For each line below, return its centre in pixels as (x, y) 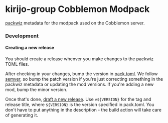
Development (22, 36)
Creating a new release (30, 48)
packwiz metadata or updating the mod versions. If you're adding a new (79, 84)
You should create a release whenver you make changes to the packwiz (79, 59)
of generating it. (22, 115)
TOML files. (17, 64)
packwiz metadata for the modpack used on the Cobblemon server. (75, 23)
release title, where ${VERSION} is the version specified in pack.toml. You (80, 105)
